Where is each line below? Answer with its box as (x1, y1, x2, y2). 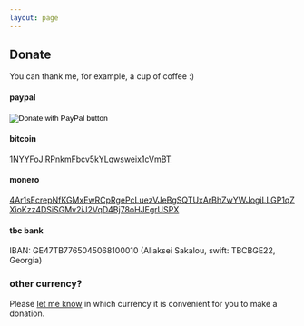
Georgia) (9, 255, 43, 266)
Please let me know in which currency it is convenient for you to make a (9, 298, 278, 309)
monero (9, 174, 40, 185)
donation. (9, 308, 45, 319)
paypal (9, 92, 36, 103)
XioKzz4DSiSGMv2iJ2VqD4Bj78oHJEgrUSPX (9, 204, 180, 215)
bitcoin (9, 133, 36, 144)
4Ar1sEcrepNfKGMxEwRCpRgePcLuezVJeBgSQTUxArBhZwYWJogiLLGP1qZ (9, 194, 295, 205)
